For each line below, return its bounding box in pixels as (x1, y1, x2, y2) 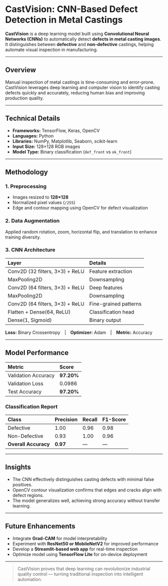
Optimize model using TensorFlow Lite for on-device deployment (12, 551, 147, 557)
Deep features (89, 284, 123, 291)
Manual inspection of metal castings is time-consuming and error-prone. (5, 79, 155, 85)
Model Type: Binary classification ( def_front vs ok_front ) (12, 148, 132, 154)
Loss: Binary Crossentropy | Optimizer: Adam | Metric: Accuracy (5, 329, 152, 335)
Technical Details (5, 114, 60, 123)
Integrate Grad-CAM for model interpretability (12, 535, 107, 541)
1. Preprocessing (5, 182, 46, 189)
